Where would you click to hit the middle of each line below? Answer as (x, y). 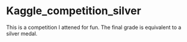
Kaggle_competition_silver (74, 11)
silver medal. (22, 33)
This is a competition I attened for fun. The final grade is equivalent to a (94, 27)
